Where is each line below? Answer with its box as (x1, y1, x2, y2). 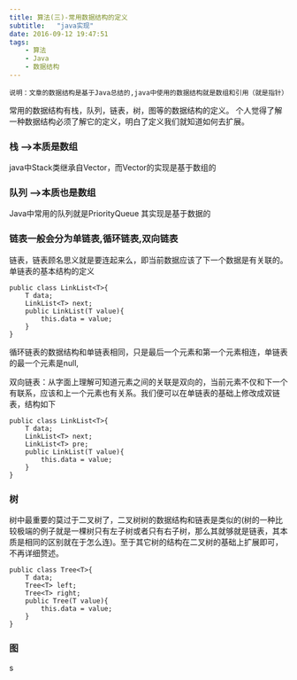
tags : (9, 37, 29, 47)
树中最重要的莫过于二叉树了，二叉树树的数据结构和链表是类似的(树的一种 (9, 515, 276, 526)
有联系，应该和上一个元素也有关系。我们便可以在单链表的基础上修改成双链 (9, 387, 280, 398)
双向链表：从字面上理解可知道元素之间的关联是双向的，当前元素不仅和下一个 (9, 376, 288, 387)
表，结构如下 (9, 398, 56, 409)
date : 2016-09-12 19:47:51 (9, 29, 109, 38)
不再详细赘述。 (9, 548, 64, 559)
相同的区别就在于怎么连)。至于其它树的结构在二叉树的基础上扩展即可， (24, 537, 284, 548)
